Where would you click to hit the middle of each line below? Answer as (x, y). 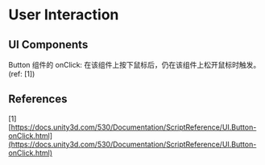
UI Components (48, 45)
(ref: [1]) (22, 74)
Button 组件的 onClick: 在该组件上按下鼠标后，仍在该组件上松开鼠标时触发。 (135, 65)
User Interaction (64, 15)
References (38, 99)
